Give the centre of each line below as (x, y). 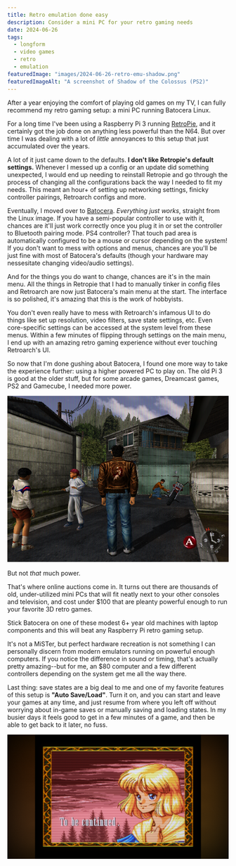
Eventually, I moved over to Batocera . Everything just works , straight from (113, 210)
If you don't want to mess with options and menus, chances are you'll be (112, 248)
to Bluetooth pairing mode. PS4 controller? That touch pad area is (102, 233)
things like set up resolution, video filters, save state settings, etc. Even (110, 320)
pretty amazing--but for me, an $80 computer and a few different (102, 666)
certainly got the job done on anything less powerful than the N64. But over (117, 131)
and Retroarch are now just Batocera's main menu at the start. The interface (117, 291)
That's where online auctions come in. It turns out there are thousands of (113, 586)
